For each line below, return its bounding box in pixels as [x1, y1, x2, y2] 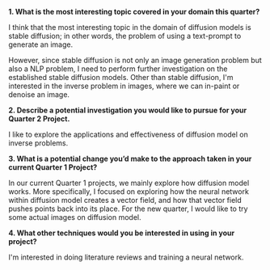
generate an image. [8, 40, 74, 49]
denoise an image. [8, 90, 70, 99]
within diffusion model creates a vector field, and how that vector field [8, 196, 243, 205]
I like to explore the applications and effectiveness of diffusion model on [8, 129, 249, 139]
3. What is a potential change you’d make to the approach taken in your [8, 154, 252, 163]
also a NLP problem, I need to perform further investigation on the [8, 64, 228, 74]
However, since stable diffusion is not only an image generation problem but [8, 56, 263, 65]
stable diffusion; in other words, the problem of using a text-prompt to [8, 32, 242, 40]
